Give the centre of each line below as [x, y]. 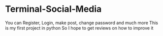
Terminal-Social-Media [53, 9]
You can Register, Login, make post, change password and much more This [82, 23]
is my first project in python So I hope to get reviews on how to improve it [79, 28]
